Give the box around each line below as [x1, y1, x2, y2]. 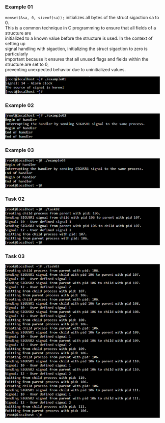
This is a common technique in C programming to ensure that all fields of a [5, 25, 156, 31]
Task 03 [5, 253, 25, 260]
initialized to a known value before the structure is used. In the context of [5, 35, 153, 41]
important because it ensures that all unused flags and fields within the [5, 56, 149, 62]
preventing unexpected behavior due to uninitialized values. [5, 67, 126, 73]
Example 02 [5, 102, 34, 109]
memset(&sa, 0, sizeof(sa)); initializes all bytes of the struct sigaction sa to [5, 15, 160, 21]
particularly [5, 51, 28, 57]
